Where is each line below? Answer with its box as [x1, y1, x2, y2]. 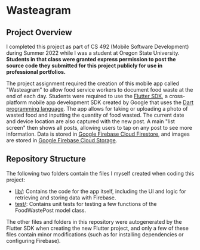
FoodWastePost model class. [14, 207, 87, 214]
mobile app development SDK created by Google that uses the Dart [27, 99, 194, 106]
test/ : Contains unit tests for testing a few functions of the [14, 200, 157, 207]
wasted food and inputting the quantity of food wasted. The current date [6, 111, 184, 118]
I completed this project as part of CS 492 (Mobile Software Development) [6, 43, 189, 50]
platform [6, 99, 27, 106]
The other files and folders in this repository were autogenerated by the [6, 218, 182, 225]
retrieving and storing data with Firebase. [14, 194, 116, 201]
